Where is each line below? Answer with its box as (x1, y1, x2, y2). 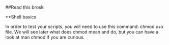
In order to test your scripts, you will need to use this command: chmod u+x (5, 23, 164, 29)
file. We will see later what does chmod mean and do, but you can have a (5, 29, 159, 34)
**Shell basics (5, 14, 37, 19)
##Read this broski (5, 4, 45, 10)
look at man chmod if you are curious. (5, 34, 85, 40)
